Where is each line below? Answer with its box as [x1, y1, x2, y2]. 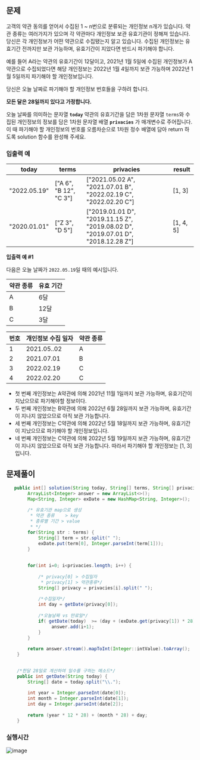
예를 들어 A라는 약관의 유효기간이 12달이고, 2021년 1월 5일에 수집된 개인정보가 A [6, 57, 193, 64]
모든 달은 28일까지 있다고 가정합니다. [6, 98, 92, 105]
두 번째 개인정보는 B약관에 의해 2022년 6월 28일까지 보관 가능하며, [14, 405, 171, 412]
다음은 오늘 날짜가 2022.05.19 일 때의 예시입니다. [6, 266, 119, 273]
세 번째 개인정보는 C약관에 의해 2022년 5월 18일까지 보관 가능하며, [14, 420, 170, 427]
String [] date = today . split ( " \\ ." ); [27, 679, 121, 685]
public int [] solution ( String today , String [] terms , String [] [14, 485, 174, 491]
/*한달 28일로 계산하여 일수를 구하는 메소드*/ [17, 667, 116, 673]
